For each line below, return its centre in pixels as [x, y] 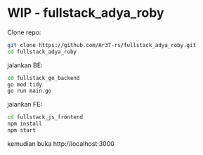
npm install [25, 124]
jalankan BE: [25, 65]
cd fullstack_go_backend [44, 78]
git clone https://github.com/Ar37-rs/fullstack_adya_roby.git [102, 45]
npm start [22, 130]
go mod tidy [25, 85]
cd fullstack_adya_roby [42, 52]
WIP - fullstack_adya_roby [86, 13]
